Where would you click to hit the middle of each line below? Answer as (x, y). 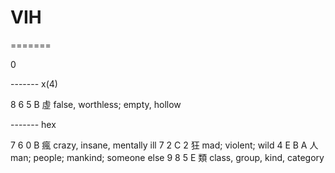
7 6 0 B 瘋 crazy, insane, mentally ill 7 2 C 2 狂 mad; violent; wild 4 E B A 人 (164, 145)
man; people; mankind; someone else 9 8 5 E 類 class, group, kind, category (167, 157)
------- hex (33, 124)
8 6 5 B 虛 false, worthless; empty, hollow (96, 104)
